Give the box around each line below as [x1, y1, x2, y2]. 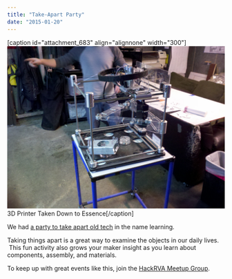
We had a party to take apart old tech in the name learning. [7, 223, 175, 231]
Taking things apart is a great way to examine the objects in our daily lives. [7, 236, 220, 244]
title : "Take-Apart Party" [7, 11, 85, 18]
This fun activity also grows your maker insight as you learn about [8, 244, 197, 252]
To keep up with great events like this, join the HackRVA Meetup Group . [7, 264, 211, 273]
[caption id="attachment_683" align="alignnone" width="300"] [7, 38, 186, 46]
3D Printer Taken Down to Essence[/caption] [7, 209, 135, 218]
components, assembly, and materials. [7, 251, 117, 259]
